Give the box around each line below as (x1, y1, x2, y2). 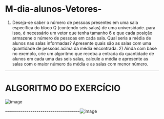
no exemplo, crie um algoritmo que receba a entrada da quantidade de (12, 50, 155, 57)
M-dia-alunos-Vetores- (5, 3, 102, 15)
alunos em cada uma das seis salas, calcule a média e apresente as (12, 56, 148, 61)
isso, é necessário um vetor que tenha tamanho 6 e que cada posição (12, 30, 153, 36)
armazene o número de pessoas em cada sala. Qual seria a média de (12, 35, 151, 41)
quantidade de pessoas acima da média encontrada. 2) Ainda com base (12, 45, 157, 51)
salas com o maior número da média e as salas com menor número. (12, 61, 149, 67)
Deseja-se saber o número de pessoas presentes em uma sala (12, 20, 138, 25)
